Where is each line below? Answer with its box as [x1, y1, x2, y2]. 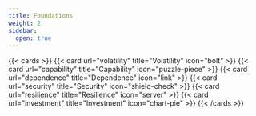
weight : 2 [8, 19, 42, 27]
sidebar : [8, 26, 38, 34]
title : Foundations [8, 11, 74, 20]
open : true [15, 34, 52, 42]
